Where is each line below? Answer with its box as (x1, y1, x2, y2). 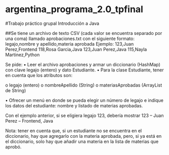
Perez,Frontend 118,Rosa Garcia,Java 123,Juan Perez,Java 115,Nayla (5, 46, 147, 52)
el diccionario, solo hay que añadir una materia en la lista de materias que (5, 138, 159, 144)
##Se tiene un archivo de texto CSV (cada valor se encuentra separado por (5, 30, 162, 36)
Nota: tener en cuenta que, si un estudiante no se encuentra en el (5, 128, 142, 134)
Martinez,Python (5, 52, 40, 58)
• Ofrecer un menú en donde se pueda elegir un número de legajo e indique (5, 97, 163, 103)
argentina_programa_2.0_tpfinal (5, 4, 143, 15)
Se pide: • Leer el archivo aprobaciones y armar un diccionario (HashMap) (5, 61, 161, 67)
